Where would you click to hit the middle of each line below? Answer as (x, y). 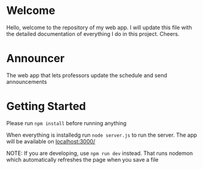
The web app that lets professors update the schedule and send (87, 75)
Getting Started (46, 106)
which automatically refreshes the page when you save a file (82, 159)
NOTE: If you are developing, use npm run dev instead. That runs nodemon (100, 153)
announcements (27, 81)
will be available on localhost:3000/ (51, 141)
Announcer (36, 59)
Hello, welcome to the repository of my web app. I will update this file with (99, 27)
